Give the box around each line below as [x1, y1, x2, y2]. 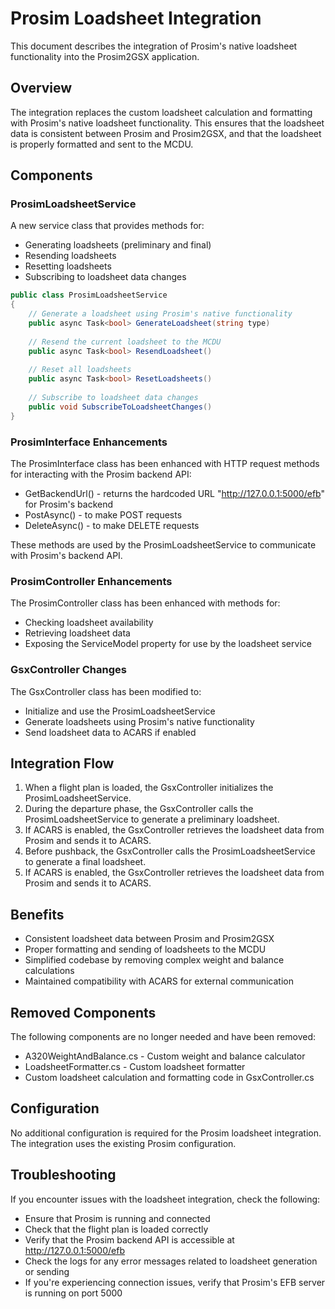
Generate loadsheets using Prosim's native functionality [24, 715, 255, 727]
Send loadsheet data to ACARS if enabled [24, 726, 197, 738]
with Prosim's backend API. [10, 549, 123, 561]
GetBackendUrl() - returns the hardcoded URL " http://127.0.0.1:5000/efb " [24, 487, 325, 499]
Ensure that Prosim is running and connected [24, 1212, 211, 1224]
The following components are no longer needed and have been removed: [10, 1031, 317, 1043]
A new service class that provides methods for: [10, 220, 205, 232]
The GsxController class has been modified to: [10, 685, 202, 697]
